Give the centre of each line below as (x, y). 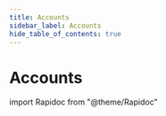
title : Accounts (39, 17)
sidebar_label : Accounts (55, 26)
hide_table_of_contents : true (66, 34)
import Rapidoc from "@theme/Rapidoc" (83, 102)
